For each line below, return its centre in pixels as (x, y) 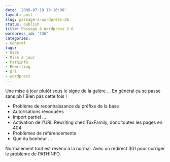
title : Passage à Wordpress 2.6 (39, 29)
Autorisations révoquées (38, 111)
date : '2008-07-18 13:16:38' (36, 10)
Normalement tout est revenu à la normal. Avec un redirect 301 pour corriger (85, 148)
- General (16, 43)
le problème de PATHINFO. (33, 154)
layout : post (19, 15)
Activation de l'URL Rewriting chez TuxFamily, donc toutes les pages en (88, 122)
